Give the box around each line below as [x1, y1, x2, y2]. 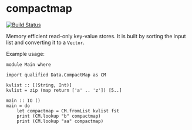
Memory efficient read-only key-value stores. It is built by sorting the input [6, 32, 186, 39]
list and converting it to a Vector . [6, 39, 85, 46]
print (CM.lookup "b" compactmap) [16, 113, 101, 119]
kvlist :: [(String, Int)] [6, 82, 72, 88]
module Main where [6, 61, 51, 68]
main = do [6, 102, 31, 109]
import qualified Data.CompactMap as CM [6, 72, 107, 78]
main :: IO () [6, 98, 41, 104]
